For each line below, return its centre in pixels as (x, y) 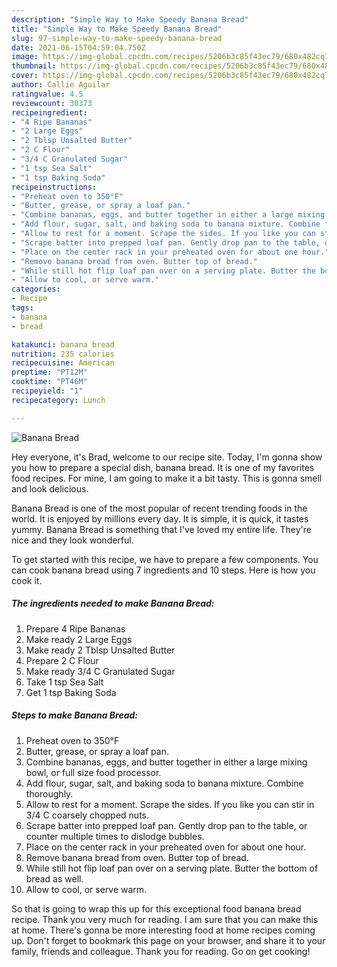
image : (25, 57)
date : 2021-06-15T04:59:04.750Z (78, 47)
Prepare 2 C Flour (62, 660)
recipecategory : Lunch (58, 400)
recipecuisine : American (63, 363)
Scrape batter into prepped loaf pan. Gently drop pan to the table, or (166, 825)
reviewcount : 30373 (52, 103)
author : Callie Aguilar (61, 85)
